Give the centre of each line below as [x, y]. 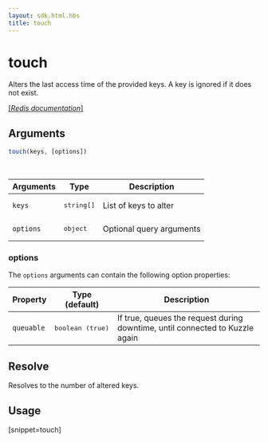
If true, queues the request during [180, 318]
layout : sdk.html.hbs [44, 16]
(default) [82, 305]
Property [30, 299]
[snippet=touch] [35, 430]
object [75, 229]
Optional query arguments [152, 229]
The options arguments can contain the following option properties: [119, 275]
